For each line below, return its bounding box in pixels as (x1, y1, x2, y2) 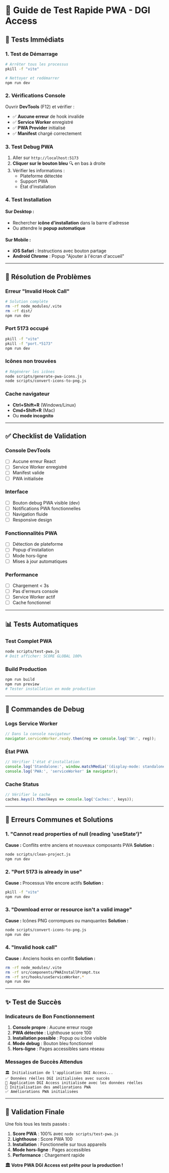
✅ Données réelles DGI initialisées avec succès (5, 1076, 110, 1081)
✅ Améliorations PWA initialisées (5, 1089, 78, 1094)
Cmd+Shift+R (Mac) (12, 407, 55, 413)
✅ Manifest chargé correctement (12, 130, 82, 136)
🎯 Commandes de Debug (5, 705, 84, 713)
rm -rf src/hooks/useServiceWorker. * (5, 974, 84, 980)
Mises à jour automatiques (12, 558, 68, 564)
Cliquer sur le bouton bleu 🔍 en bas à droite (12, 160, 106, 166)
